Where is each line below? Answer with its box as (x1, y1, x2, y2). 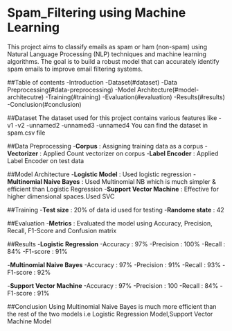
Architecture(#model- (137, 85, 199, 94)
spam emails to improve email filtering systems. (7, 65, 143, 73)
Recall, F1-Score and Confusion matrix (7, 226, 117, 235)
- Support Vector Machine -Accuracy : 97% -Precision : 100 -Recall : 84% (7, 281, 219, 289)
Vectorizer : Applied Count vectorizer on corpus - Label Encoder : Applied (7, 149, 219, 158)
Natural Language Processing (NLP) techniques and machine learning (7, 50, 206, 58)
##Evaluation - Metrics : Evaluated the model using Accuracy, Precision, (7, 219, 213, 227)
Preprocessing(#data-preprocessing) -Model (7, 85, 136, 94)
